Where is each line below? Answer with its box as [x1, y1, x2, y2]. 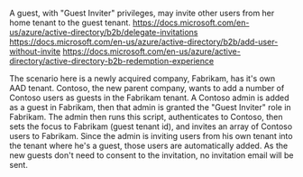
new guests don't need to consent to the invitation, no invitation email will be [9, 150, 294, 161]
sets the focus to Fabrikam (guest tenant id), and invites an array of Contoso [9, 121, 293, 132]
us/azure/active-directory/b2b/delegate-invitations [9, 27, 198, 37]
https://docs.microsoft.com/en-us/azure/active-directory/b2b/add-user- [9, 36, 279, 47]
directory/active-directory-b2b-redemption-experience [9, 56, 215, 66]
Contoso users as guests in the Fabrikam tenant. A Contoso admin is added [9, 92, 290, 103]
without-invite [9, 46, 61, 57]
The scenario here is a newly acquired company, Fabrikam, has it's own [9, 73, 276, 84]
